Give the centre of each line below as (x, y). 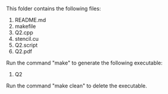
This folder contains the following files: (53, 9)
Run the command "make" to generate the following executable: (85, 63)
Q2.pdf (23, 51)
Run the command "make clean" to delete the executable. (77, 86)
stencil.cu (27, 39)
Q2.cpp (24, 33)
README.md (30, 20)
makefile (25, 26)
